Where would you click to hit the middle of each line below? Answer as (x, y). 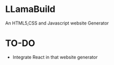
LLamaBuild (30, 9)
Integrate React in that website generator (55, 57)
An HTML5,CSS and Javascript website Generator (57, 23)
